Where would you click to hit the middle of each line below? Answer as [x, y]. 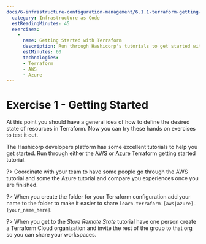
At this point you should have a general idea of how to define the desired [98, 122]
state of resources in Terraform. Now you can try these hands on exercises [101, 129]
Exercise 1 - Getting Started [78, 105]
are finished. [22, 185]
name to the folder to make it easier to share [62, 204]
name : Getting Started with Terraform [72, 40]
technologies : [41, 58]
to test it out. [22, 135]
